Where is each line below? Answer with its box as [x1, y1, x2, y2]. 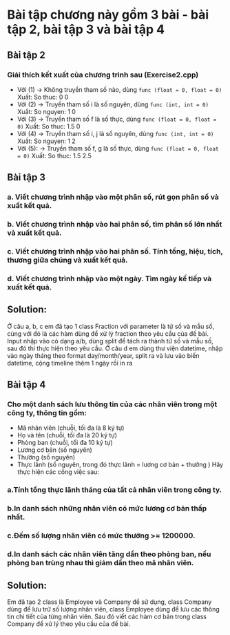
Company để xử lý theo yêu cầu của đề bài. [7, 619, 131, 628]
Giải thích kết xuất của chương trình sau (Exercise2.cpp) [7, 70, 199, 79]
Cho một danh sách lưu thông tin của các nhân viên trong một [7, 399, 218, 409]
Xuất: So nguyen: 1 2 [17, 137, 76, 145]
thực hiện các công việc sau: [17, 468, 100, 476]
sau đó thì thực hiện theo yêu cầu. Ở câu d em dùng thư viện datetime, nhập [7, 344, 223, 352]
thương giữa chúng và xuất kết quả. [7, 256, 129, 265]
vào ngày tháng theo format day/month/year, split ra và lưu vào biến [7, 351, 200, 359]
